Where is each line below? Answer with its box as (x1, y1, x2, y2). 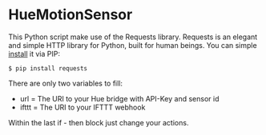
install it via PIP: (8, 49, 60, 58)
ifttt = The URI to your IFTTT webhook (19, 102, 146, 112)
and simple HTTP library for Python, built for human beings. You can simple (8, 40, 258, 50)
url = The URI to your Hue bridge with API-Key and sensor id (19, 93, 220, 103)
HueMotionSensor (8, 6, 133, 24)
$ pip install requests (8, 64, 88, 73)
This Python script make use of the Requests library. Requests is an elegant (8, 32, 258, 42)
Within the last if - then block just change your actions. (8, 117, 189, 127)
